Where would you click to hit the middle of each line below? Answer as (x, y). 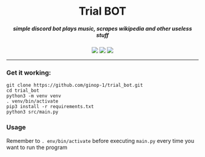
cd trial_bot (23, 91)
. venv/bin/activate (33, 101)
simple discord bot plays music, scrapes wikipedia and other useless (103, 28)
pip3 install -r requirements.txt (50, 107)
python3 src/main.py (33, 112)
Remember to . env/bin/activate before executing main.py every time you (100, 141)
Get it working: (29, 73)
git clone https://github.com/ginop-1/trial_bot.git (75, 86)
